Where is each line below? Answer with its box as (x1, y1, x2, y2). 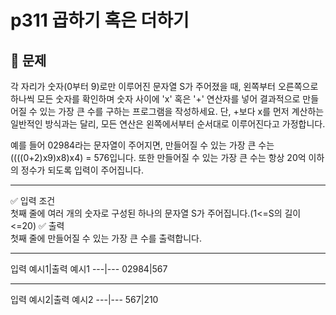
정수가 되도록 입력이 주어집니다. (20, 164, 144, 176)
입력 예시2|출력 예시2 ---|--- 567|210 (10, 294, 159, 305)
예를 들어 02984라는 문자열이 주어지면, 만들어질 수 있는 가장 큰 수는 (10, 139, 275, 151)
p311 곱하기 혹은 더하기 (10, 9, 190, 32)
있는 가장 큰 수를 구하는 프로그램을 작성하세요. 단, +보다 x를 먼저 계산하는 (39, 106, 325, 117)
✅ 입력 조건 (10, 195, 56, 206)
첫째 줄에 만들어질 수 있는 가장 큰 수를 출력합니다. (10, 232, 203, 244)
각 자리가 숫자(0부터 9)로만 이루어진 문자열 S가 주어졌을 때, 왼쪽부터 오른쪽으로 (10, 81, 319, 92)
